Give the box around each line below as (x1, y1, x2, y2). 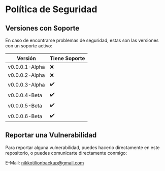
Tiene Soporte (50, 55, 85, 62)
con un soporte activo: (5, 43, 52, 49)
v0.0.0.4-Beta (8, 92, 42, 99)
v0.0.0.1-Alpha (8, 64, 45, 70)
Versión (17, 55, 37, 62)
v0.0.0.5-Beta (8, 102, 42, 109)
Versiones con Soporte (5, 24, 80, 33)
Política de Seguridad (5, 4, 97, 15)
